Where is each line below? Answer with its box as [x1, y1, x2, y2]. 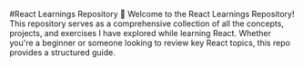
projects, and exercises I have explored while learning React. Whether [9, 28, 271, 38]
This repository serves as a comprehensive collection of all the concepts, [9, 18, 285, 29]
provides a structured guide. [9, 47, 116, 58]
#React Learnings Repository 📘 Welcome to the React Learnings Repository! [9, 9, 295, 19]
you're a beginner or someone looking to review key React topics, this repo [9, 37, 291, 48]
